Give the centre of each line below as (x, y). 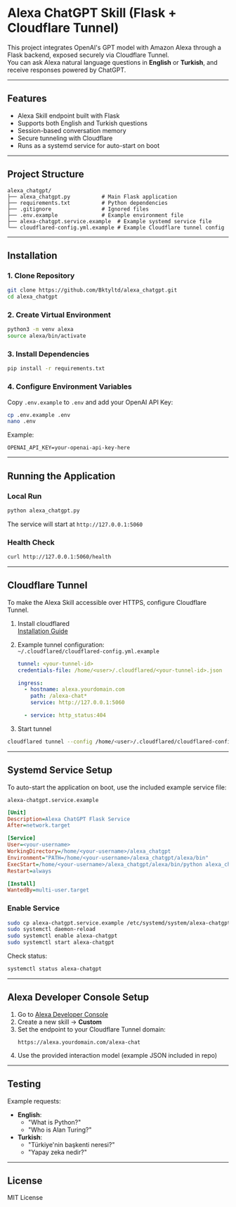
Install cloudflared (44, 623)
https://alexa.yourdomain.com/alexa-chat (79, 1042)
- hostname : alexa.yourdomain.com (74, 689)
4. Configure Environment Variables (70, 387)
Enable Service (33, 908)
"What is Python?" (54, 1122)
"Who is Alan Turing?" (60, 1130)
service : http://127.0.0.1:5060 (78, 703)
